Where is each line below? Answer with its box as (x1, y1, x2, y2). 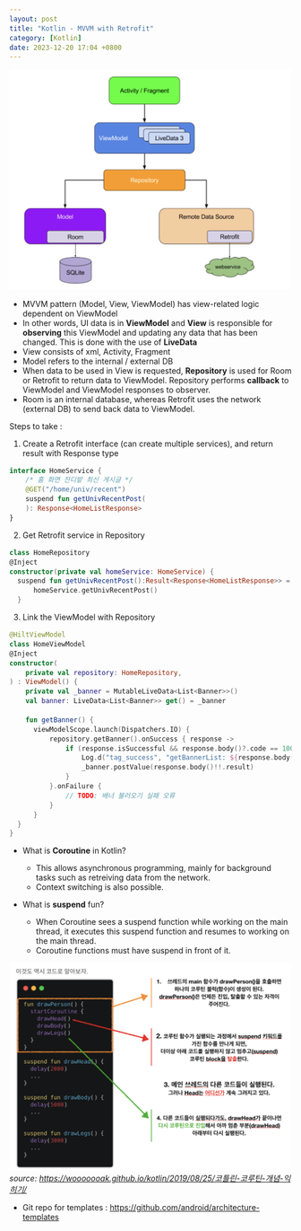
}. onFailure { (48, 782, 102, 791)
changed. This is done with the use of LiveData (21, 337, 198, 347)
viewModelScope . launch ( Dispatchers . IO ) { (32, 725, 191, 734)
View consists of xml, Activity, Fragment (21, 346, 171, 356)
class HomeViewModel (9, 639, 87, 648)
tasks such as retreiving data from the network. (35, 872, 211, 884)
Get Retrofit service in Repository (21, 530, 145, 541)
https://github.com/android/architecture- (109, 1201, 260, 1212)
